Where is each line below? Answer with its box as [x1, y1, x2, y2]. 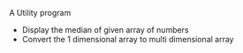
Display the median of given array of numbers [21, 25, 189, 34]
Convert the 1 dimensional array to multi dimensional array [21, 34, 234, 44]
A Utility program [9, 8, 72, 18]
